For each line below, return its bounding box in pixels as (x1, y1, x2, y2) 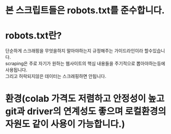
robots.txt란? (5, 30, 62, 41)
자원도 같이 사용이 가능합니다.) (5, 118, 125, 130)
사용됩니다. (5, 67, 28, 73)
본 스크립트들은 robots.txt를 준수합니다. (5, 5, 165, 16)
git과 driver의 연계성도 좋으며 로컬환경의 (5, 105, 166, 117)
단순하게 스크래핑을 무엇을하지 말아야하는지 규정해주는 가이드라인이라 (5, 48, 143, 54)
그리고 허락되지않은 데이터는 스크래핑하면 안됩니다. (5, 73, 107, 79)
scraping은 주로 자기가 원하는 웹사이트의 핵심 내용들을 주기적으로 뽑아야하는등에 (5, 61, 165, 67)
